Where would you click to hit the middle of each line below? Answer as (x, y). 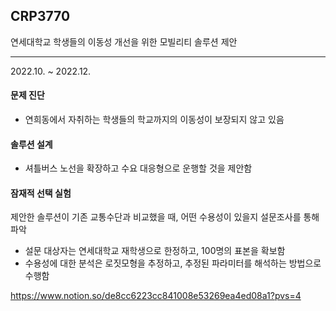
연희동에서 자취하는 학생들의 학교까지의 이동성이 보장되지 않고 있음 (154, 120)
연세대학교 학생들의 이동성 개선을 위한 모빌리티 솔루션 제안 (124, 41)
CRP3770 (40, 16)
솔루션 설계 (31, 144)
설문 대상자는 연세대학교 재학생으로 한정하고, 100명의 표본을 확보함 (155, 251)
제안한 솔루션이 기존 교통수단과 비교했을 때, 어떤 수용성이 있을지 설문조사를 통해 (165, 217)
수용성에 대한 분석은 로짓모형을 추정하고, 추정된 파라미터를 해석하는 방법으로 (173, 263)
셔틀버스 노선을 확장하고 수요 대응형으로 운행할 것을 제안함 (138, 168)
